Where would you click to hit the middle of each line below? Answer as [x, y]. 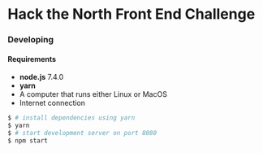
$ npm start [28, 140]
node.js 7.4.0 [41, 77]
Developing [31, 40]
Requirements [32, 59]
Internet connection [52, 103]
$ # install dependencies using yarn [71, 118]
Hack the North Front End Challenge [131, 14]
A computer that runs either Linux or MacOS [93, 94]
